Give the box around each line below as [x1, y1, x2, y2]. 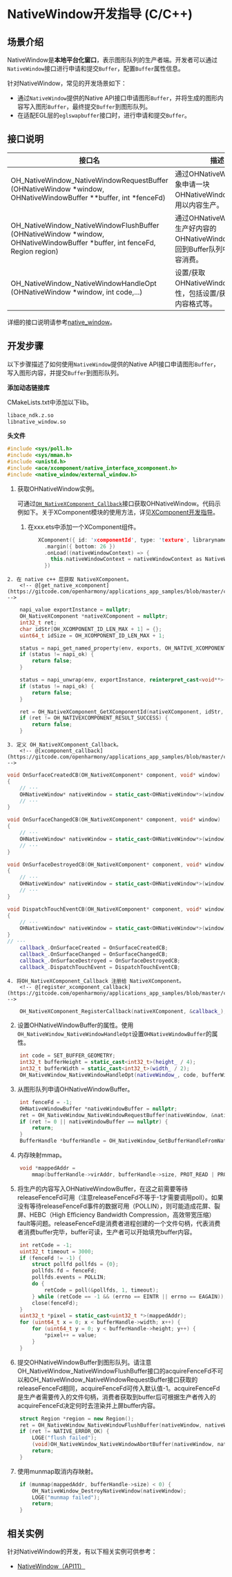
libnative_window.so [7, 418, 67, 425]
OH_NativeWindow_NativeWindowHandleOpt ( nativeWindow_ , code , [19, 1071, 199, 1078]
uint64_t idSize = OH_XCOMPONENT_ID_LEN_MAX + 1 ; [19, 632, 166, 639]
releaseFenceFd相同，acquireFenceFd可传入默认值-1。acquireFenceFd [17, 1384, 220, 1392]
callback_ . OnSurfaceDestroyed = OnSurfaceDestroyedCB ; [19, 957, 181, 964]
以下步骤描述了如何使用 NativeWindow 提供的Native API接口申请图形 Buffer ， [7, 359, 220, 368]
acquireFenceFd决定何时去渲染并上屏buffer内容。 [17, 1401, 159, 1409]
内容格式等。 [175, 299, 217, 308]
